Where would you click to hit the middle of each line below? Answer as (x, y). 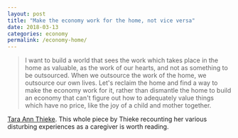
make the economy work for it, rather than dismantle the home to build (128, 91)
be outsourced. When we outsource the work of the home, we (116, 76)
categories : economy (38, 34)
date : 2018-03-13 (33, 27)
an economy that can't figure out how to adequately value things (119, 98)
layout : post (27, 14)
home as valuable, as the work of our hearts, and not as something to (126, 68)
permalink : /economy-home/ (47, 40)
